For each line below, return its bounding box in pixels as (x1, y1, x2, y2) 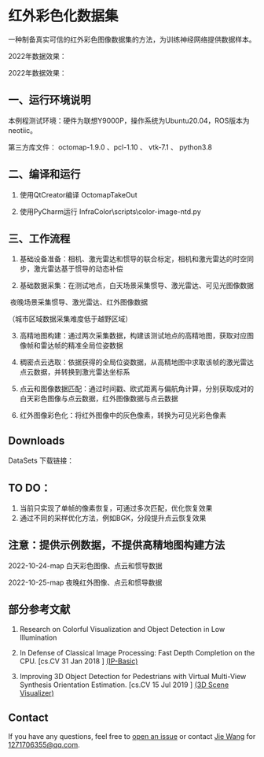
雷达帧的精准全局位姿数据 (40, 341, 123, 350)
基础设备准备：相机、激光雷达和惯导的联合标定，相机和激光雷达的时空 (19, 254, 247, 264)
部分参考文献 (8, 603, 71, 616)
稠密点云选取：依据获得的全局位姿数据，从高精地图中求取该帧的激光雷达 (19, 357, 254, 367)
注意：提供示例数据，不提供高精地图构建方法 (8, 538, 225, 552)
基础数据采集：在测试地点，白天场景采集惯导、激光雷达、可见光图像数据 (19, 281, 254, 290)
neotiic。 (8, 125, 38, 135)
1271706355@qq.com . (8, 740, 80, 750)
